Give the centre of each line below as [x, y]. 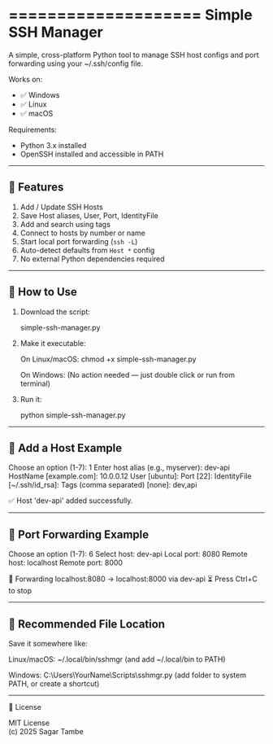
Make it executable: [53, 343]
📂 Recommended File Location [87, 624]
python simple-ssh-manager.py [73, 415]
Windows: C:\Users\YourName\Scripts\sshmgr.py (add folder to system [127, 675]
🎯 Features [36, 188]
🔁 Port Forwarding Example [78, 534]
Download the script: [55, 312]
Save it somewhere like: [48, 643]
